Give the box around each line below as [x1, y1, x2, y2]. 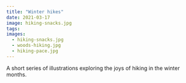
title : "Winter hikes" [6, 8, 64, 15]
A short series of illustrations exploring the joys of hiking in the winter [6, 64, 181, 72]
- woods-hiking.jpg [12, 43, 61, 49]
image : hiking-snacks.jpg [6, 20, 72, 26]
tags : [6, 25, 20, 32]
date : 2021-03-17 [6, 14, 50, 20]
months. [6, 70, 27, 78]
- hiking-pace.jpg [12, 48, 59, 54]
